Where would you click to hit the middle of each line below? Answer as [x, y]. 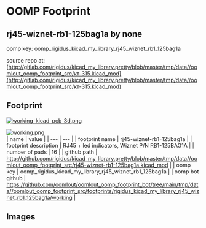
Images [21, 217]
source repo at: [26, 60]
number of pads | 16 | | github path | [52, 152]
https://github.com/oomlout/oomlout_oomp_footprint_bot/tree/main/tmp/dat [102, 184]
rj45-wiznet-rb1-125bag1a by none [74, 34]
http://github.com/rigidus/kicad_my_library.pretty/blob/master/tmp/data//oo [102, 158]
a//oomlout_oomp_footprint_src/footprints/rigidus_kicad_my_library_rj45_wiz [103, 191]
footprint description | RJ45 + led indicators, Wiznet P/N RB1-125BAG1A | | [101, 145]
